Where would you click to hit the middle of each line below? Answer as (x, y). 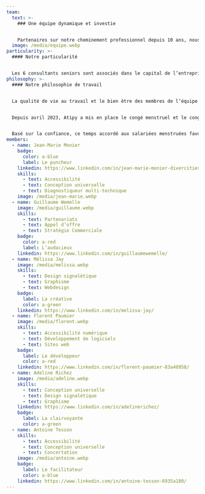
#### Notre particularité (45, 57)
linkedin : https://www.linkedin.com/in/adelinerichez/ (88, 407)
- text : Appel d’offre (51, 225)
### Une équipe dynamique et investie (67, 23)
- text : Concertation (50, 453)
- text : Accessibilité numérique (65, 333)
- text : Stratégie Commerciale (62, 231)
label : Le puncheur (47, 162)
